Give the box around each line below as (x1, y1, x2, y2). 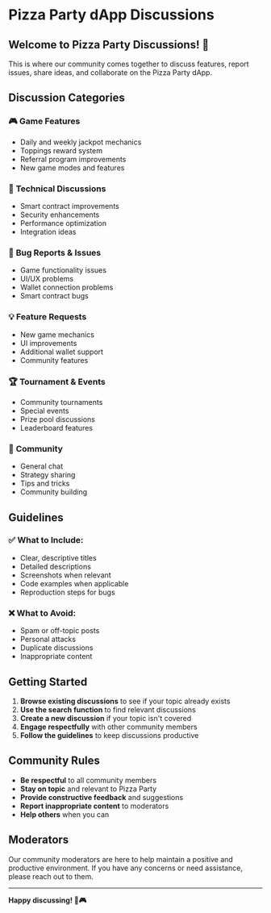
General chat (19, 461, 64, 471)
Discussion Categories (8, 91, 125, 105)
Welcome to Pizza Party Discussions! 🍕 (8, 38, 210, 52)
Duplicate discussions (19, 643, 94, 652)
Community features (19, 355, 89, 365)
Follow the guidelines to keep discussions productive (19, 730, 199, 740)
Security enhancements (19, 210, 100, 219)
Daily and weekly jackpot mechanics (19, 137, 142, 147)
